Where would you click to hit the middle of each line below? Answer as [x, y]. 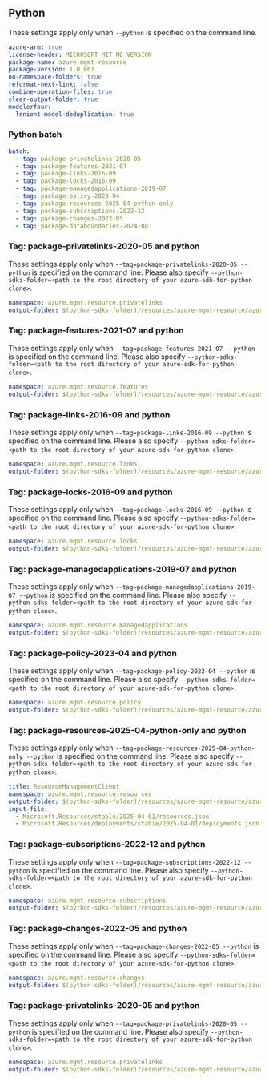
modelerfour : [30, 107]
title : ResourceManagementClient [64, 787]
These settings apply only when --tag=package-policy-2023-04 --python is [132, 671]
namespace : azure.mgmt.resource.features [78, 387]
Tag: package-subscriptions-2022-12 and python [107, 845]
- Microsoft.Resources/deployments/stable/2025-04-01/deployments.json [138, 824]
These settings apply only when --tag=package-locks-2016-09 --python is [130, 509]
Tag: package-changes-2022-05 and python [98, 929]
